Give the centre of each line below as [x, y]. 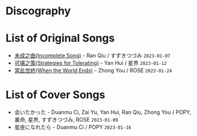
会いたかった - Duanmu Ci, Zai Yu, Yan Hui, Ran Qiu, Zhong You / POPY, [103, 112]
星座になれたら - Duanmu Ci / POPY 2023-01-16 [73, 127]
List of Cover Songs [55, 95]
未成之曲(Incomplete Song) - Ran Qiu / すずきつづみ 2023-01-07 [92, 55]
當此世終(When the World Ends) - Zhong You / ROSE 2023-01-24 [93, 70]
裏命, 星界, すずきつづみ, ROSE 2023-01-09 [66, 120]
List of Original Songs [60, 38]
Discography [38, 11]
